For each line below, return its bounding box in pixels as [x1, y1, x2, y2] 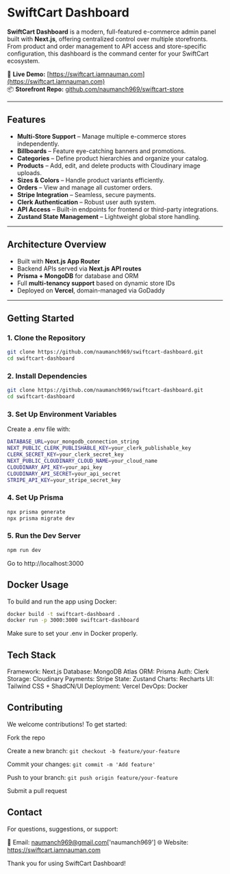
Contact [7, 807, 42, 818]
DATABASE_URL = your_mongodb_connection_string [7, 438, 139, 446]
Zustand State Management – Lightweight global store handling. [16, 212, 201, 220]
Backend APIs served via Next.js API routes [16, 264, 142, 273]
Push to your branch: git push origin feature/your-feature [7, 773, 179, 781]
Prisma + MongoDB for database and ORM [16, 271, 139, 279]
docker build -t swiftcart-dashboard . [7, 610, 121, 617]
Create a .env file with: [7, 425, 71, 433]
